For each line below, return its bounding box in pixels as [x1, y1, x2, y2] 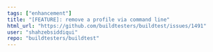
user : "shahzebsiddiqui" [7, 28, 78, 36]
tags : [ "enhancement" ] [7, 9, 72, 17]
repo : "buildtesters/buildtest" [7, 35, 99, 42]
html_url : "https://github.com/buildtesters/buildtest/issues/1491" [7, 22, 207, 29]
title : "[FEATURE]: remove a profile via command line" [7, 16, 170, 23]
